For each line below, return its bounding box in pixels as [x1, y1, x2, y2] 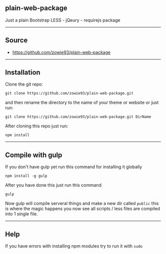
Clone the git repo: [5, 81, 43, 87]
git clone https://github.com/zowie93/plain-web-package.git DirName [5, 114, 152, 119]
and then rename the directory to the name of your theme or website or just [5, 100, 159, 105]
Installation [5, 68, 41, 77]
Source [5, 36, 28, 45]
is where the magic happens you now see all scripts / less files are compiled [5, 205, 161, 212]
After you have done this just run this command [5, 182, 102, 188]
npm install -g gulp [5, 173, 48, 179]
